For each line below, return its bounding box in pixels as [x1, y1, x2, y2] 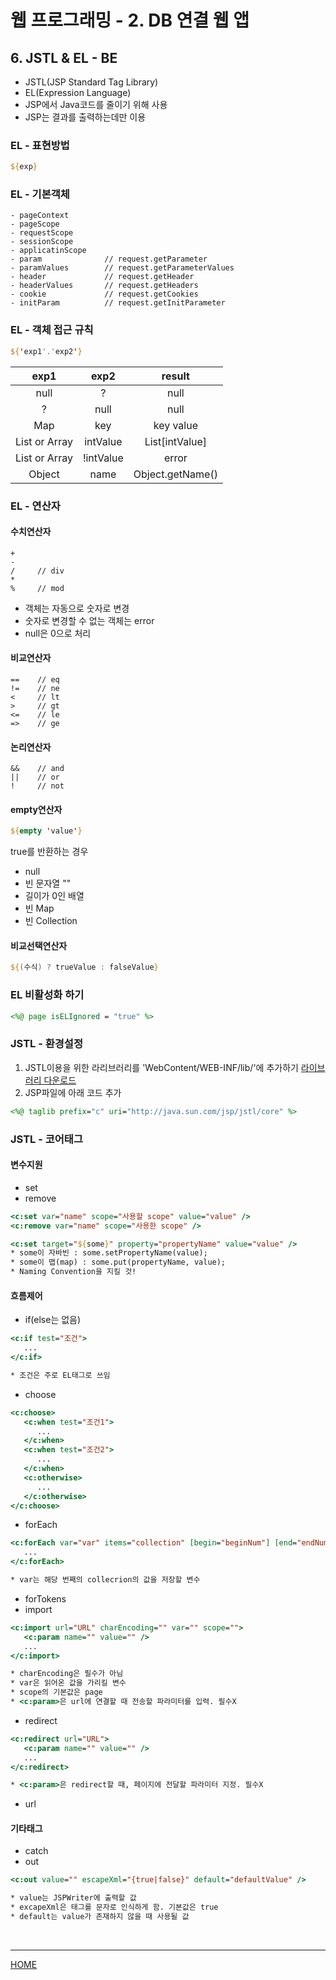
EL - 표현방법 [10, 138, 70, 152]
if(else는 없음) [24, 1314, 82, 1326]
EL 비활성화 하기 [10, 988, 85, 1002]
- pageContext [10, 211, 70, 221]
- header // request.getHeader [10, 272, 195, 282]
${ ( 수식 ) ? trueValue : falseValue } [10, 962, 159, 973]
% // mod [10, 583, 65, 593]
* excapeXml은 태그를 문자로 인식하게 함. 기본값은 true [10, 1902, 219, 1913]
